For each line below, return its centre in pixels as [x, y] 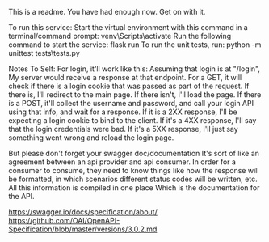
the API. [21, 196]
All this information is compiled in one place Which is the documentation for [134, 188]
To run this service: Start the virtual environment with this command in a [128, 27]
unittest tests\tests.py [44, 53]
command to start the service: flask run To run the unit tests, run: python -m [135, 45]
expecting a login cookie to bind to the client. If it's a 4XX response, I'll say [132, 120]
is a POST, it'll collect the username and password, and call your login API [131, 103]
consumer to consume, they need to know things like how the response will [134, 170]
